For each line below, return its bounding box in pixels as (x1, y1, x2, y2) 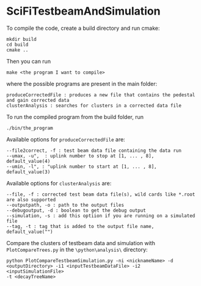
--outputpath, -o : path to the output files (6, 202, 124, 208)
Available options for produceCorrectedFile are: (6, 135, 125, 143)
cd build (6, 41, 29, 48)
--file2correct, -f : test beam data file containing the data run (6, 148, 182, 154)
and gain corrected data (6, 97, 70, 103)
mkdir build (6, 36, 37, 42)
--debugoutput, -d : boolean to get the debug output (6, 207, 147, 213)
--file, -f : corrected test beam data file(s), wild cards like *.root (6, 191, 196, 198)
